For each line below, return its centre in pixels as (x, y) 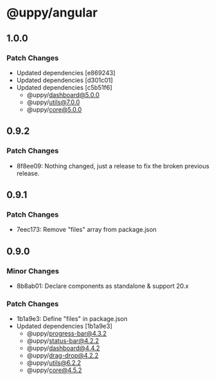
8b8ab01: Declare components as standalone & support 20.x (102, 286)
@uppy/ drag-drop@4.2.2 (62, 355)
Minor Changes (33, 271)
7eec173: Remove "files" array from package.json (86, 230)
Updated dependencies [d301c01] (65, 80)
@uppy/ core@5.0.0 (54, 109)
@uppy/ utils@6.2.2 (54, 363)
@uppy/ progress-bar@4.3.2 (67, 333)
